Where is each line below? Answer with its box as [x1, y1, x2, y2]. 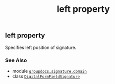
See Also [5, 57, 27, 64]
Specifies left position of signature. [5, 44, 77, 50]
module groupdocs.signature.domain [12, 68, 87, 74]
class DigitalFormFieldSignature [12, 73, 80, 79]
